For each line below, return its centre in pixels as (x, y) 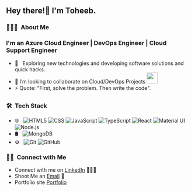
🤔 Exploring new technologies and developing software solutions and (99, 63)
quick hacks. (30, 69)
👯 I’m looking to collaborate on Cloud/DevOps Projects (80, 81)
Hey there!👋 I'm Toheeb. (51, 11)
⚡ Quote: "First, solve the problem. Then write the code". (83, 88)
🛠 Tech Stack (27, 106)
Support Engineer (32, 50)
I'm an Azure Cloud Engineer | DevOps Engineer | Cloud (86, 43)
